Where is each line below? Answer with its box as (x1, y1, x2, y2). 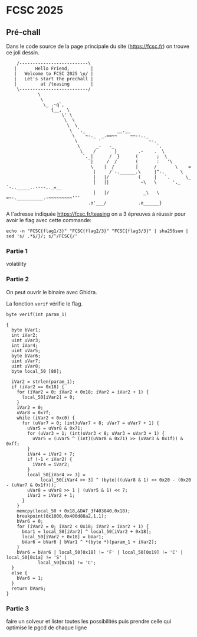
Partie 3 (6, 604, 29, 612)
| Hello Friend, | (14, 66, 94, 71)
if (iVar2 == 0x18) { (11, 383, 65, 390)
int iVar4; (11, 342, 38, 349)
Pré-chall (6, 27, 41, 37)
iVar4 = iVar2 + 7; (27, 451, 75, 457)
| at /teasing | (14, 81, 94, 87)
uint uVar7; (11, 358, 41, 364)
